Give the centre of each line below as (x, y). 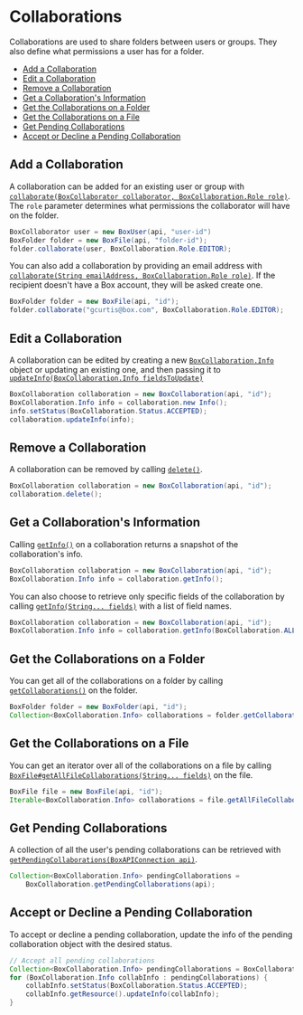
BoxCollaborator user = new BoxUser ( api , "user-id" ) (110, 232)
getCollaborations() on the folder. (73, 690)
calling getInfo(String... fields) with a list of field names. (121, 606)
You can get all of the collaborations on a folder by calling (116, 681)
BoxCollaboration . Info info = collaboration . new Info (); (119, 403)
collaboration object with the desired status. (91, 944)
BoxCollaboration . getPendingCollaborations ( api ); (121, 885)
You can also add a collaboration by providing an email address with (136, 266)
